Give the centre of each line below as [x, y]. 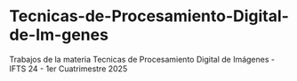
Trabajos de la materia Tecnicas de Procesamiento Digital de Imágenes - [142, 59]
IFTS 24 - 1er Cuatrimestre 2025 [68, 69]
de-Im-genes [59, 35]
